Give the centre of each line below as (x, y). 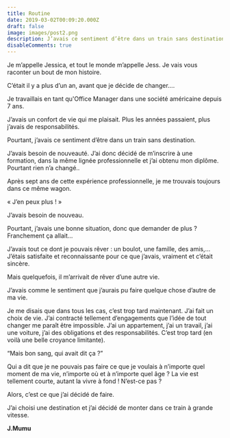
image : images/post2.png (42, 33)
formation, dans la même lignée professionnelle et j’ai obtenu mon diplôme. (113, 161)
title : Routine (29, 13)
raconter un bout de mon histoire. (54, 72)
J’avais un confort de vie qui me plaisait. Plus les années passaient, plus (109, 119)
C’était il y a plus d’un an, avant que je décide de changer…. (91, 85)
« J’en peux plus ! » (35, 202)
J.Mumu (19, 428)
